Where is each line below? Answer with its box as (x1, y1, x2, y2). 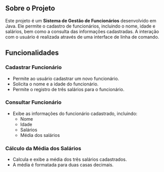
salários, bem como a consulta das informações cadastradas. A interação (5, 28, 159, 35)
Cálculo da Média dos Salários (5, 145, 81, 152)
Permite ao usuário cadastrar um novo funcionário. (12, 75, 119, 81)
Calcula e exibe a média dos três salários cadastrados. (12, 156, 127, 162)
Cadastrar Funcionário (5, 64, 62, 71)
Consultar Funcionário (5, 99, 62, 106)
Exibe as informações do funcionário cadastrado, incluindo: (12, 110, 138, 117)
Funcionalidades (5, 48, 59, 58)
